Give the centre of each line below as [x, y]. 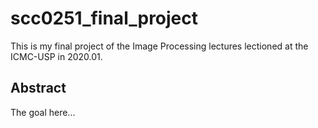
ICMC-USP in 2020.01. [56, 56]
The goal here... [43, 112]
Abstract [38, 88]
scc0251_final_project [104, 18]
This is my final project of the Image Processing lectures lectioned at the [159, 46]
